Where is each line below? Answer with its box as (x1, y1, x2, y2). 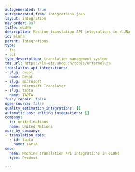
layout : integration (5, 16, 47, 21)
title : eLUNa (5, 25, 31, 30)
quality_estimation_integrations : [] (5, 106, 81, 111)
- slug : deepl (5, 70, 34, 75)
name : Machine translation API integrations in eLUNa (9, 151, 120, 156)
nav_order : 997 (5, 20, 36, 26)
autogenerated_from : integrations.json (5, 12, 85, 16)
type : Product (9, 155, 38, 160)
